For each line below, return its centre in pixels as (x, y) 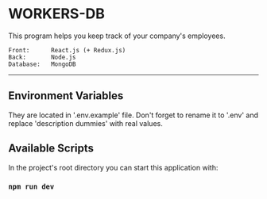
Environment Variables (66, 96)
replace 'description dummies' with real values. (85, 123)
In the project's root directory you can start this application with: (113, 167)
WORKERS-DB (57, 14)
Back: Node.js (43, 57)
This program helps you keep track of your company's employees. (117, 36)
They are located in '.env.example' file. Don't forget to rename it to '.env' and (133, 115)
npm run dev (31, 187)
